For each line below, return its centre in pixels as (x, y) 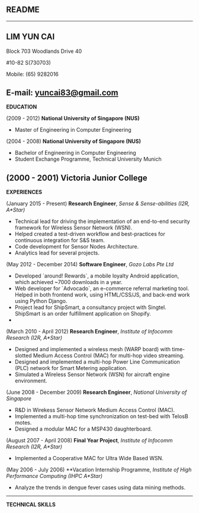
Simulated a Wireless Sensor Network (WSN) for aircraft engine (92, 375)
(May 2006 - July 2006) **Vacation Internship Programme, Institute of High (99, 470)
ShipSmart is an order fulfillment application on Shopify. (83, 314)
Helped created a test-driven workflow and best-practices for (90, 234)
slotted (23, 356)
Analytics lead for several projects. (57, 253)
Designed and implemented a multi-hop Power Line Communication (97, 362)
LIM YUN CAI (31, 37)
